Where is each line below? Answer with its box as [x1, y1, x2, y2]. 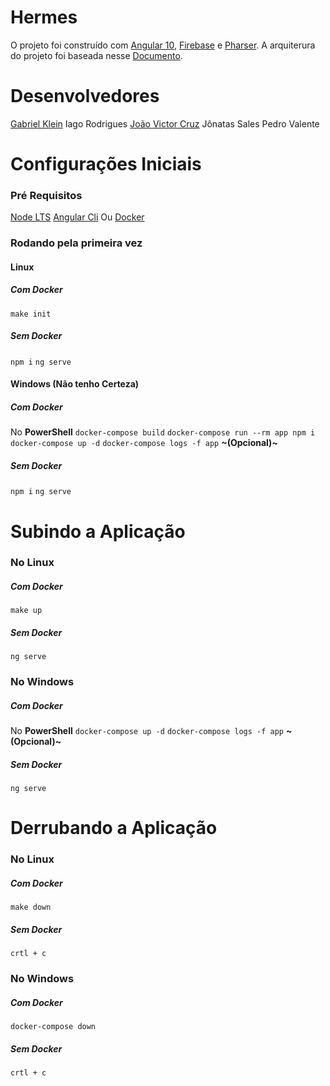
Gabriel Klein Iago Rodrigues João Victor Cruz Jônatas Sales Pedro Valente [10, 117, 320, 130]
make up [10, 606, 43, 616]
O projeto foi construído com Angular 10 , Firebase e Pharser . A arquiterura [10, 39, 316, 51]
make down [10, 902, 52, 913]
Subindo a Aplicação [10, 520, 186, 543]
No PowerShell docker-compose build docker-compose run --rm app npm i [10, 426, 316, 438]
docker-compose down [10, 1022, 97, 1032]
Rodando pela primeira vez [10, 236, 143, 250]
